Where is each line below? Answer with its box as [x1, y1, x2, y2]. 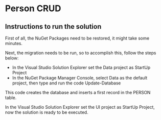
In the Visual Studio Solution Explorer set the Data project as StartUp [12, 64, 151, 70]
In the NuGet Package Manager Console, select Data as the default [12, 75, 148, 80]
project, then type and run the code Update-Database [12, 80, 121, 86]
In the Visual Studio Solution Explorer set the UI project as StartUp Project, [5, 104, 155, 110]
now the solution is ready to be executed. [5, 109, 89, 115]
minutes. [5, 40, 23, 46]
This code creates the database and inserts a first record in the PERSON [5, 90, 151, 95]
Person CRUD [5, 3, 61, 14]
